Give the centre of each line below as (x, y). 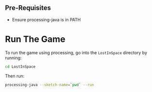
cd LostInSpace (20, 67)
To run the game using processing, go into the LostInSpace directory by (76, 52)
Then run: (15, 76)
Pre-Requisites (28, 8)
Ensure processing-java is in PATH (46, 19)
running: (13, 58)
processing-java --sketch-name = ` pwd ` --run (50, 85)
